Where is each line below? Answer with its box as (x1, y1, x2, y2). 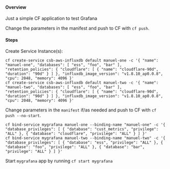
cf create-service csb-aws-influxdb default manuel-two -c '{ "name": (5, 80, 159, 86)
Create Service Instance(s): (5, 48, 63, 54)
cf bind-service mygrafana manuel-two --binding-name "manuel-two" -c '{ (5, 135, 166, 141)
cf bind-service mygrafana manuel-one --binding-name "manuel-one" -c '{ (5, 122, 166, 127)
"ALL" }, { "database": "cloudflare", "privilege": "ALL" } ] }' (5, 131, 147, 136)
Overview (5, 4, 27, 10)
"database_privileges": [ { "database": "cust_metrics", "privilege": (5, 127, 159, 132)
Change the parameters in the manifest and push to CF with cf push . (5, 25, 150, 32)
